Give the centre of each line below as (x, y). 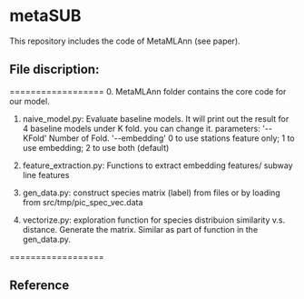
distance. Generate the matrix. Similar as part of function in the (140, 229)
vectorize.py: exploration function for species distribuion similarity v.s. (154, 220)
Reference (39, 286)
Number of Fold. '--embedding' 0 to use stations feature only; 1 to (172, 138)
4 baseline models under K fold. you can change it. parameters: (141, 128)
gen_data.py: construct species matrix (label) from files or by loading (152, 193)
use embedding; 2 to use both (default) (96, 147)
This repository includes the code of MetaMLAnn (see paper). (125, 41)
